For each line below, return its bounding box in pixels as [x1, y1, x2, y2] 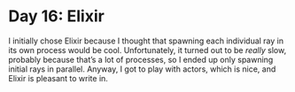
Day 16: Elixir [8, 6, 105, 27]
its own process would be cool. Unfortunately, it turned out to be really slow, [8, 44, 287, 55]
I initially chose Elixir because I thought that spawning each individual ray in [8, 35, 284, 46]
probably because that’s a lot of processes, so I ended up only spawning [8, 54, 274, 65]
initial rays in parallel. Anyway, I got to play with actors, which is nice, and [8, 64, 276, 74]
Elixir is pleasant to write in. [8, 73, 108, 83]
